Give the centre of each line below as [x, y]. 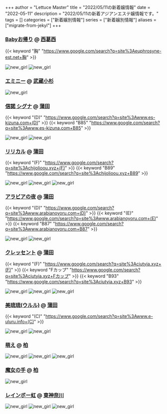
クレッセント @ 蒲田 [29, 252]
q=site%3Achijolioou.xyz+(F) [35, 168]
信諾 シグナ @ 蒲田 [27, 106]
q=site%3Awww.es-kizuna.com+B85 [43, 128]
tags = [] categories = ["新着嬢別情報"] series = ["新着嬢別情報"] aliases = [81, 20]
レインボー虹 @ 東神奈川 [34, 395]
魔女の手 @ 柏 [22, 370]
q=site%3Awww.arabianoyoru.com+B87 [47, 229]
